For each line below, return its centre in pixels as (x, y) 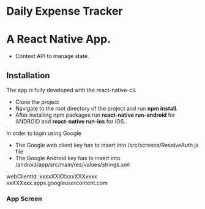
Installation (28, 75)
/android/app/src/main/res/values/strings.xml (73, 164)
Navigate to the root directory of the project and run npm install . (96, 108)
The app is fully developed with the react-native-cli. (72, 90)
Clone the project (37, 101)
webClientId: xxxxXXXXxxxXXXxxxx (52, 176)
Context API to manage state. (52, 56)
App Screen (24, 199)
